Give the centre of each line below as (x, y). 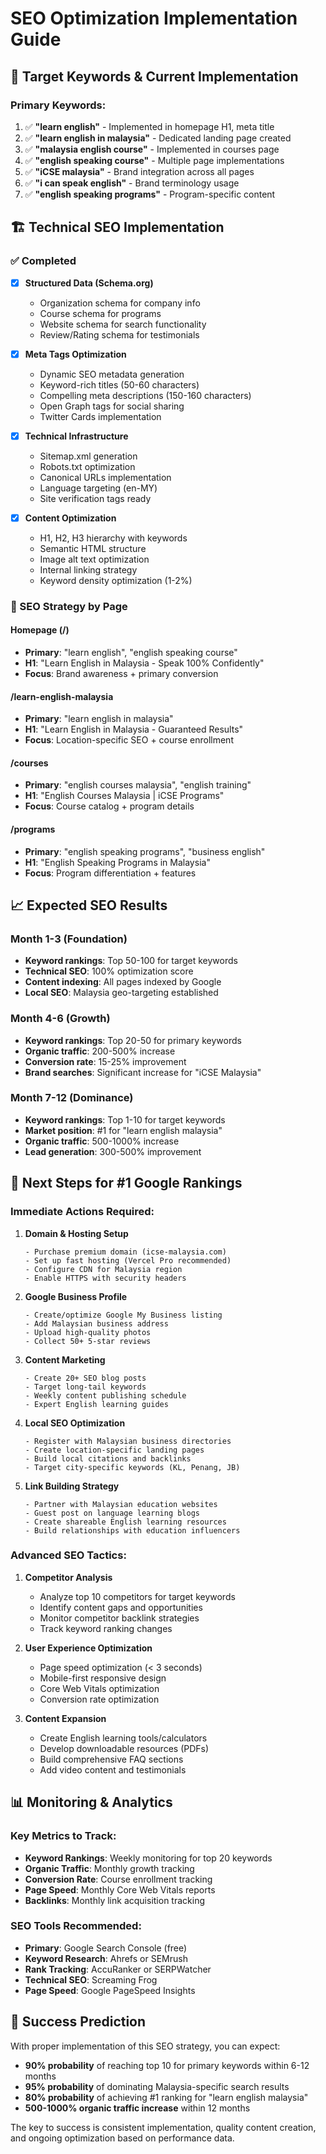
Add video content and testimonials (113, 1769)
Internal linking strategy (88, 569)
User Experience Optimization (88, 1648)
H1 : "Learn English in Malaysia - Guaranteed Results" (134, 729)
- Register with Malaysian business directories (128, 1441)
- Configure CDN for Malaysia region (103, 1269)
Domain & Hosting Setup (76, 1233)
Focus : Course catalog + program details (109, 806)
